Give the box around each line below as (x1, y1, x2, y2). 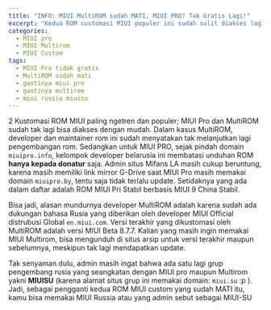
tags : (8, 57, 27, 65)
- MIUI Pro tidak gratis (15, 64, 99, 72)
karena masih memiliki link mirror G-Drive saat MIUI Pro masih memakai (8, 167, 246, 177)
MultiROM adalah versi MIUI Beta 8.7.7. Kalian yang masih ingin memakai (8, 226, 248, 236)
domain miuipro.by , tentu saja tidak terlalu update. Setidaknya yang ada (8, 176, 248, 186)
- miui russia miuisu (15, 94, 89, 102)
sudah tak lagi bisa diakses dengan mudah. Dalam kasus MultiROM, (8, 125, 233, 134)
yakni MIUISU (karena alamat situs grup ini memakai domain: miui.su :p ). (8, 275, 252, 286)
